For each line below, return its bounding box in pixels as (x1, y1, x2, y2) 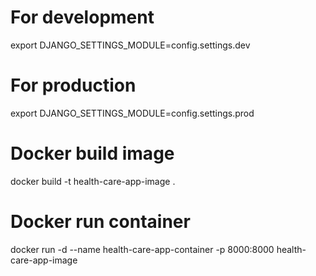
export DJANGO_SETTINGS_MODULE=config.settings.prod (10, 107, 255, 119)
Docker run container (10, 211, 191, 233)
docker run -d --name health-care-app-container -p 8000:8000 (10, 243, 275, 255)
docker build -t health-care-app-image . (10, 175, 176, 187)
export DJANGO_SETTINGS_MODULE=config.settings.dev (10, 39, 251, 51)
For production (10, 74, 137, 97)
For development (10, 6, 155, 29)
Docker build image (10, 142, 175, 165)
